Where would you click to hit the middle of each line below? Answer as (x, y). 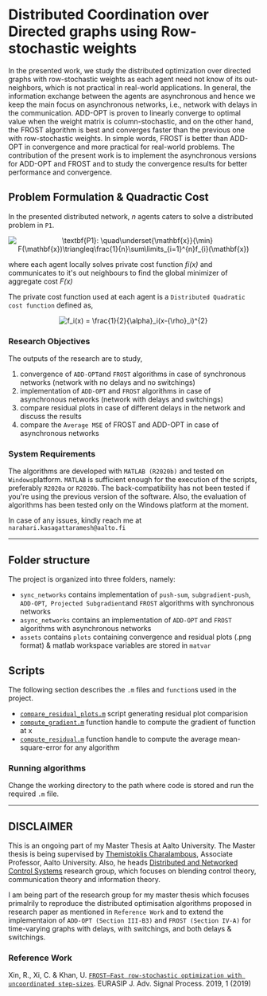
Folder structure (49, 560)
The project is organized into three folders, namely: (92, 579)
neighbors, (26, 87)
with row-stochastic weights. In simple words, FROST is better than (118, 138)
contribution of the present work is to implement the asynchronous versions (132, 155)
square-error (41, 747)
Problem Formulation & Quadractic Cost (108, 197)
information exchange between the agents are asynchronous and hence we (132, 96)
